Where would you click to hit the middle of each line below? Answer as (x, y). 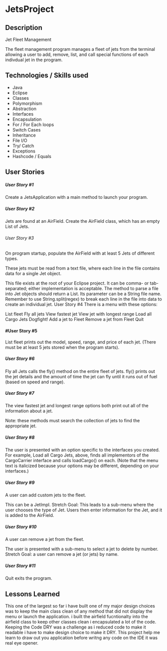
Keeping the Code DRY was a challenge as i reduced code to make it (76, 627)
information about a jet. (29, 411)
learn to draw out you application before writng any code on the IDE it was (82, 638)
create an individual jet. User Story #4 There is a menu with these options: (82, 305)
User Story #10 (21, 527)
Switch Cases (26, 130)
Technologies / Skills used (47, 76)
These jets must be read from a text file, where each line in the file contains (83, 268)
